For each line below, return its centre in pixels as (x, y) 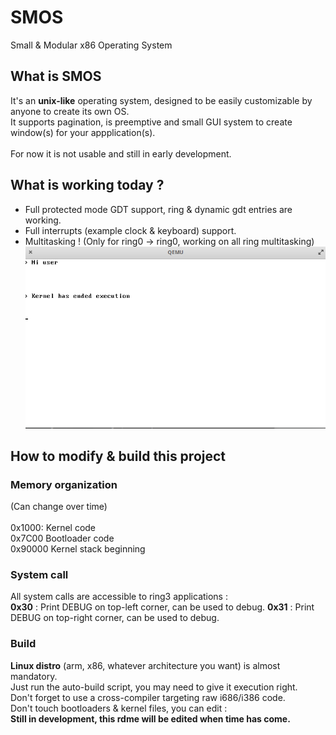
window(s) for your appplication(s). (83, 132)
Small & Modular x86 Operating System (91, 45)
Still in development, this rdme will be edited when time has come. (150, 718)
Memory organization (64, 484)
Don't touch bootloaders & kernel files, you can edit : (119, 708)
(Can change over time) (59, 507)
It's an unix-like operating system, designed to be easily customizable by (161, 100)
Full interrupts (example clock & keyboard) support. (130, 230)
